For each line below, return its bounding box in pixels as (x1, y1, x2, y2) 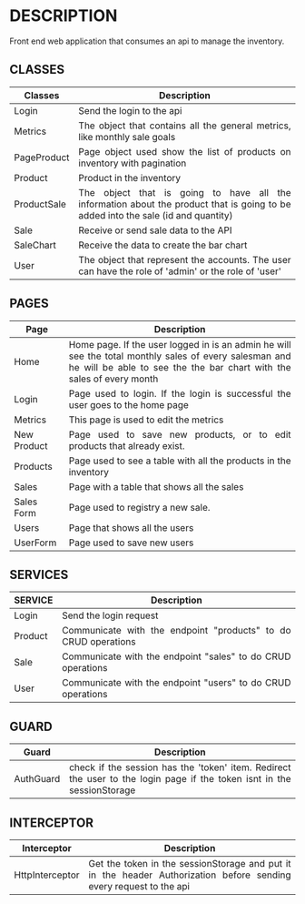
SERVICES (9, 566, 69, 583)
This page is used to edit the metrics (68, 413, 224, 426)
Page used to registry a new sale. (68, 501, 211, 513)
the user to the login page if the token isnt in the (69, 773, 291, 786)
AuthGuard (14, 773, 61, 786)
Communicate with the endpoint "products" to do (62, 625, 291, 637)
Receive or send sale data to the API (78, 224, 232, 237)
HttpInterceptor (14, 868, 80, 881)
